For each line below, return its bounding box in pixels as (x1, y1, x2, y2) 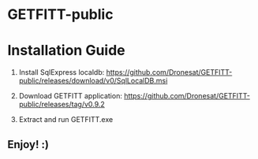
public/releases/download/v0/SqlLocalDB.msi (18, 76, 168, 86)
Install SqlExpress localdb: (18, 68, 105, 77)
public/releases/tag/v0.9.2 (18, 100, 106, 109)
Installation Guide (7, 42, 125, 60)
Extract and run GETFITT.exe (18, 115, 114, 124)
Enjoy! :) (7, 138, 49, 151)
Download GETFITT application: (18, 91, 123, 101)
